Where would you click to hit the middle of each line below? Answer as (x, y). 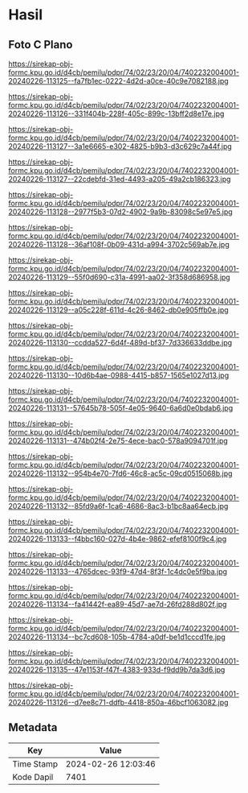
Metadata (33, 727)
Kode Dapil (33, 777)
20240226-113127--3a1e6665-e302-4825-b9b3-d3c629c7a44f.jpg (120, 146)
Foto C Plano (41, 45)
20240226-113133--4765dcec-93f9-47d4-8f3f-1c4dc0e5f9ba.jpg (118, 572)
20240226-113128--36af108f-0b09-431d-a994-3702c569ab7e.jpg (119, 244)
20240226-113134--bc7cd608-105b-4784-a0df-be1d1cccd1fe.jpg (117, 637)
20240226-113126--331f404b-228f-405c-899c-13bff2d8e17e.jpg (116, 114)
